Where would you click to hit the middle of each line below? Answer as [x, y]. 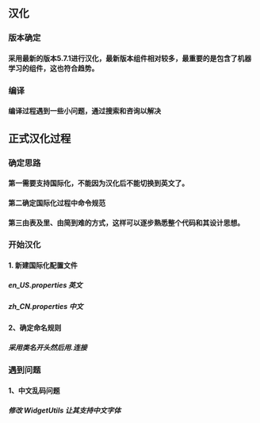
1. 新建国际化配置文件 [43, 265]
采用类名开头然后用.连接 [48, 347]
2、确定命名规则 [35, 328]
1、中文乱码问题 [34, 391]
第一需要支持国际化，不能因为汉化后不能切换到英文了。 [98, 183]
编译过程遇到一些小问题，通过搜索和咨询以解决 [84, 111]
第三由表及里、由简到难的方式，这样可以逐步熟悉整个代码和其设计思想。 [126, 223]
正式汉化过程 [40, 138]
